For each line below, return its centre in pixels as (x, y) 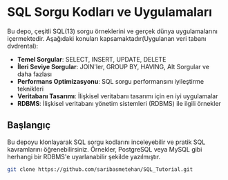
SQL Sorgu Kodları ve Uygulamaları (110, 12)
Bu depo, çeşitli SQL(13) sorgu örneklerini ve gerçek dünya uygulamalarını (112, 31)
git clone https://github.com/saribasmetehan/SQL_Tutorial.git (100, 169)
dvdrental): (23, 46)
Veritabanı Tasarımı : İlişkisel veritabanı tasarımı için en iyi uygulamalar (117, 96)
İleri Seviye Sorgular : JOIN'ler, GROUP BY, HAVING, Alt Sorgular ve (113, 66)
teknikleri (30, 89)
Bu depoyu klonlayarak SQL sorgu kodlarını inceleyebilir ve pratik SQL (106, 142)
